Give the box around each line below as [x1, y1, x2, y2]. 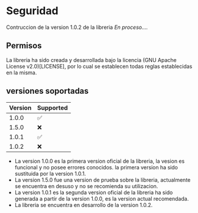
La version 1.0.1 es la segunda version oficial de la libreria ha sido [14, 189, 173, 196]
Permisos [6, 41, 42, 51]
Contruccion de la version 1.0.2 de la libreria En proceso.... [6, 24, 148, 31]
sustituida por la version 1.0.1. [14, 170, 86, 177]
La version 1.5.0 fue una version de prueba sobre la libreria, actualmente [14, 176, 191, 183]
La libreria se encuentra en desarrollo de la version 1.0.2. [14, 201, 153, 208]
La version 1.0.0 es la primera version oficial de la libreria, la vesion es [14, 158, 185, 165]
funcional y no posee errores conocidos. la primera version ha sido [14, 163, 178, 171]
